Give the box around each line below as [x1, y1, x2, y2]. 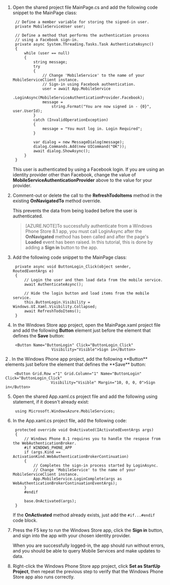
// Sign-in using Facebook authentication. [42, 82, 136, 87]
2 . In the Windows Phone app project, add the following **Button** [5, 356, 148, 362]
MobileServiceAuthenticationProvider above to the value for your [12, 177, 152, 183]
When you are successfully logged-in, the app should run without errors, [12, 542, 165, 548]
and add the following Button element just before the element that [12, 327, 151, 333]
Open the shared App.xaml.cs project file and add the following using [12, 393, 158, 399]
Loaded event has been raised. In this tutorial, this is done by [25, 239, 153, 245]
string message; [33, 59, 67, 65]
